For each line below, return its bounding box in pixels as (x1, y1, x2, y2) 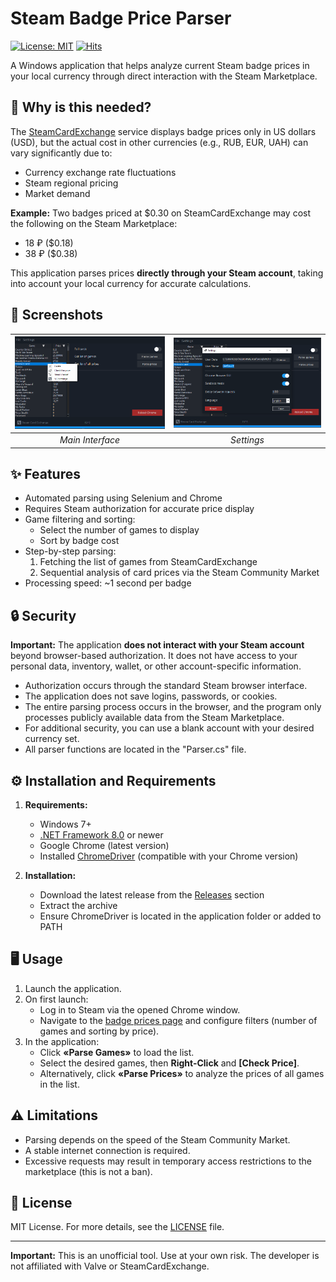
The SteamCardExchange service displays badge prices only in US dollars (10, 125, 317, 137)
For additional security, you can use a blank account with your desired (24, 722, 315, 734)
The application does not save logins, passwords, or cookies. (24, 690, 278, 702)
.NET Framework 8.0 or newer (39, 828, 164, 841)
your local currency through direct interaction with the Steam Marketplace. (10, 70, 318, 82)
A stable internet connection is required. (24, 1144, 191, 1156)
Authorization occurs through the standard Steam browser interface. (24, 680, 308, 692)
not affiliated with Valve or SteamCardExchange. (10, 1260, 210, 1272)
